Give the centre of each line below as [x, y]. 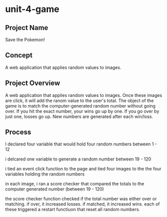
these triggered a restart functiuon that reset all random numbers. [73, 209]
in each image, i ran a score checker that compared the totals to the [75, 184]
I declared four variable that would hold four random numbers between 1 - [81, 144]
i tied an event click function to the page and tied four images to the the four [83, 169]
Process [18, 132]
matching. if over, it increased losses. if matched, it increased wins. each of [83, 204]
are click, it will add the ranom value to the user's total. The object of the [80, 100]
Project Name [27, 28]
